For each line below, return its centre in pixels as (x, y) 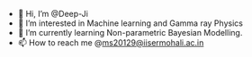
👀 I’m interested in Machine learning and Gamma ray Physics (130, 23)
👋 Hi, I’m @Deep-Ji (53, 14)
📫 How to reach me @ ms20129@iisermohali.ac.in (111, 43)
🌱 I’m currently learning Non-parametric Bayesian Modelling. (130, 33)
